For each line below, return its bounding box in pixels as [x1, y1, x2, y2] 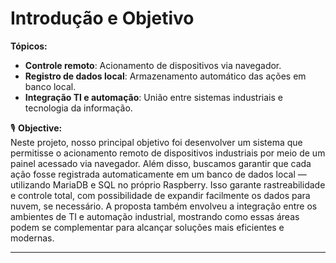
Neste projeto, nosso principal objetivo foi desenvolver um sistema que [10, 136, 303, 148]
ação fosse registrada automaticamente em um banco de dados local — [10, 168, 307, 180]
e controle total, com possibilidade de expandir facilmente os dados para [10, 189, 311, 201]
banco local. [24, 80, 77, 92]
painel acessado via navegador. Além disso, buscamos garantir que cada [10, 157, 312, 169]
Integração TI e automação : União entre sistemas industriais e [24, 91, 283, 103]
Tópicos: [10, 40, 48, 52]
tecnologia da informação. [24, 102, 133, 114]
